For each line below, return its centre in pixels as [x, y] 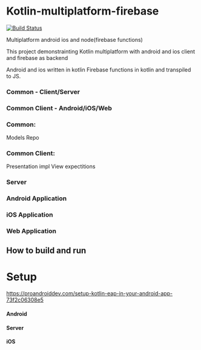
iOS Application [30, 215]
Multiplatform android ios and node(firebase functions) [75, 39]
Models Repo [23, 138]
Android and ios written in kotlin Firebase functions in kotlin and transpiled [99, 69]
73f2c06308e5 [25, 300]
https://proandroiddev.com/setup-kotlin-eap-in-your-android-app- [90, 294]
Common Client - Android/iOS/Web [59, 108]
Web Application [31, 231]
